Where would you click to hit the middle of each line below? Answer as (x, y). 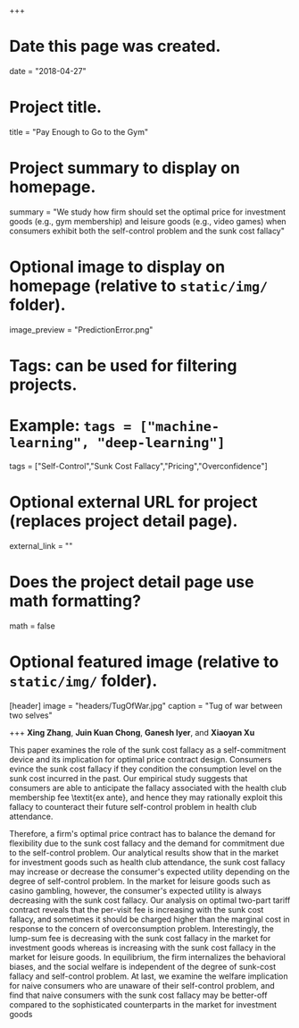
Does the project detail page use (132, 582)
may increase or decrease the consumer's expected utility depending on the (149, 872)
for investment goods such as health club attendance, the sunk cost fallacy (147, 862)
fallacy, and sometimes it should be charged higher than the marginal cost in (149, 919)
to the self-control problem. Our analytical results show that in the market (144, 852)
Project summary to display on (125, 169)
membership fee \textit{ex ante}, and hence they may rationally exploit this (146, 797)
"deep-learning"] (161, 443)
